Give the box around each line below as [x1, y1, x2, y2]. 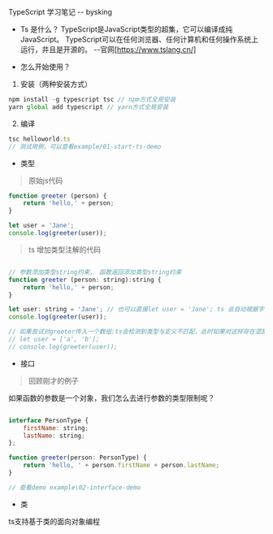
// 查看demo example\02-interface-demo [8, 483, 141, 492]
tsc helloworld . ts [8, 135, 71, 143]
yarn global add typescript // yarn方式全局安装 [8, 102, 169, 111]
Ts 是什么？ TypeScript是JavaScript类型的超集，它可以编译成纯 [19, 24, 233, 34]
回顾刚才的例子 [28, 376, 79, 385]
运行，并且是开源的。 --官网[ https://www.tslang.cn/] [19, 45, 197, 54]
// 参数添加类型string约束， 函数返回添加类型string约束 [8, 267, 182, 276]
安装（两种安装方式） [19, 80, 92, 89]
